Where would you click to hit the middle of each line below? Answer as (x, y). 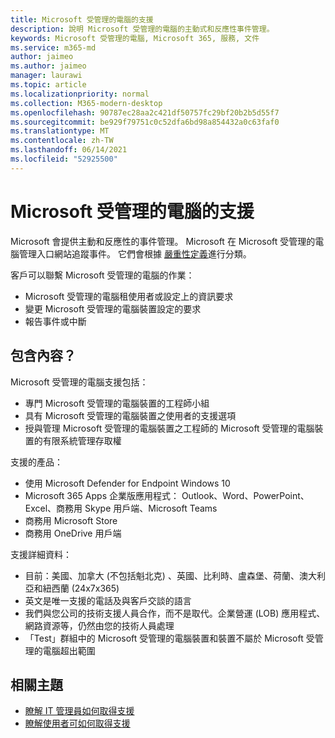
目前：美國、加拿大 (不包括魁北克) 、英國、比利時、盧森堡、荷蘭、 (162, 575)
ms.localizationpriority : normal (80, 94)
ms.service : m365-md (53, 47)
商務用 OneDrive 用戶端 (73, 533)
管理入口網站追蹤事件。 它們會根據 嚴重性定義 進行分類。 (135, 253)
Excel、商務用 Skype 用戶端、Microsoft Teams (121, 508)
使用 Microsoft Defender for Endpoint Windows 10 (127, 483)
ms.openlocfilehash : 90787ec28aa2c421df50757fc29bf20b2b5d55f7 (145, 112)
